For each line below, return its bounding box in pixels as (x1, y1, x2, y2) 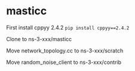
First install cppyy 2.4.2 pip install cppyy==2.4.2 (6, 24, 130, 31)
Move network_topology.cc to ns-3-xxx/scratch (6, 47, 124, 54)
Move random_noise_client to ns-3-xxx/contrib (6, 58, 121, 66)
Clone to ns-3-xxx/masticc (6, 35, 72, 42)
